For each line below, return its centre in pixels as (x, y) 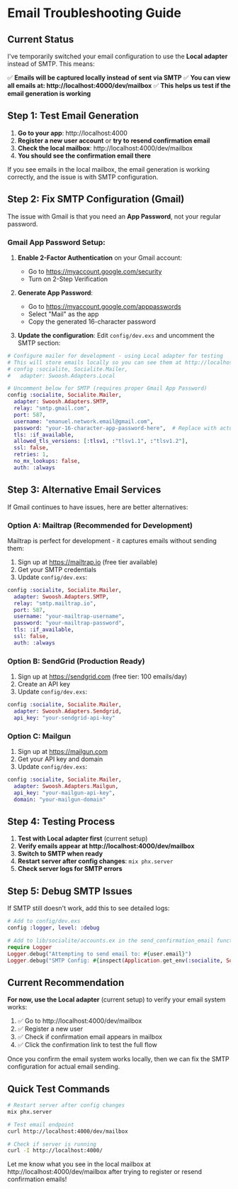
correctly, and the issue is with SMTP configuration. (83, 177)
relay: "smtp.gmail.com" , (52, 409)
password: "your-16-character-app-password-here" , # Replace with (115, 428)
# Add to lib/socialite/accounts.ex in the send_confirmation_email (110, 941)
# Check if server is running (52, 1144)
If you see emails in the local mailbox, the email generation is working (109, 169)
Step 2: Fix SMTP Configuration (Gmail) (96, 199)
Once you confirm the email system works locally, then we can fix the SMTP (119, 1059)
